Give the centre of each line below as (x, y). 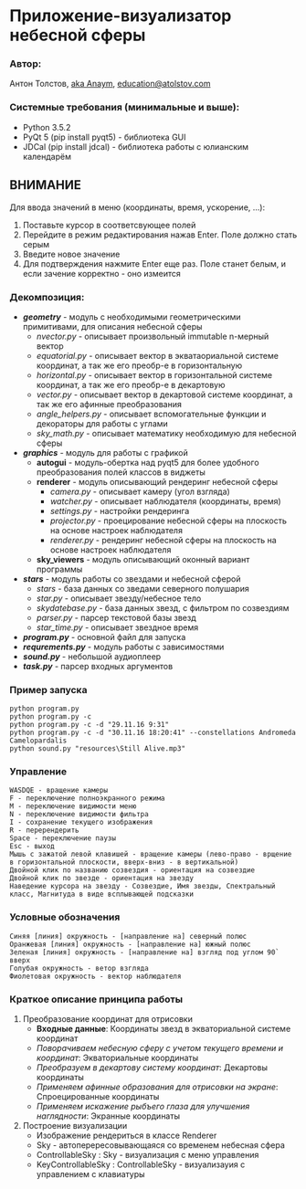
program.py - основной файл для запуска (104, 637)
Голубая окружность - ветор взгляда (79, 968)
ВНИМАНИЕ (46, 185)
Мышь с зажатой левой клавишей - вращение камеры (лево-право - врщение (151, 855)
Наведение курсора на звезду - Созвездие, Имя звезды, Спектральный (142, 887)
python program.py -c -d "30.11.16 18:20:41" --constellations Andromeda (153, 733)
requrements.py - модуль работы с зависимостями (123, 647)
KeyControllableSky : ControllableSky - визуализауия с (141, 1164)
